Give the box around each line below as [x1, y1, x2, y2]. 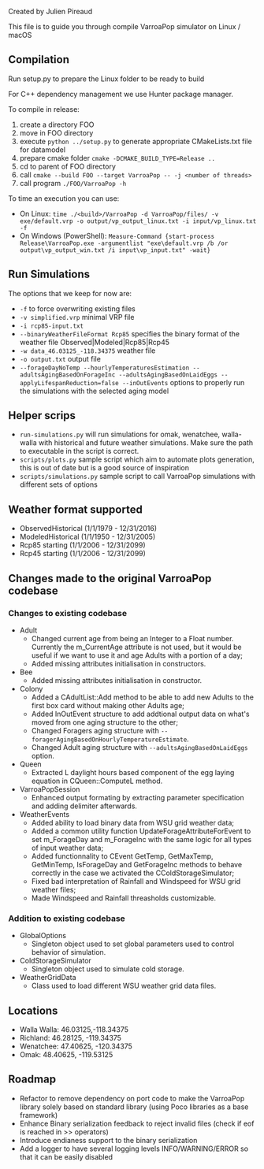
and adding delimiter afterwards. [31, 801, 138, 811]
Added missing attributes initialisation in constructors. [31, 659, 206, 668]
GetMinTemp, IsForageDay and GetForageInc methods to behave [31, 859, 243, 869]
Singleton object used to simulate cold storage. [31, 964, 185, 974]
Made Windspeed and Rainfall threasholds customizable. [31, 893, 217, 903]
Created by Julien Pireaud [8, 7, 93, 16]
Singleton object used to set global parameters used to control [31, 939, 235, 948]
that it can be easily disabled [19, 1152, 113, 1161]
